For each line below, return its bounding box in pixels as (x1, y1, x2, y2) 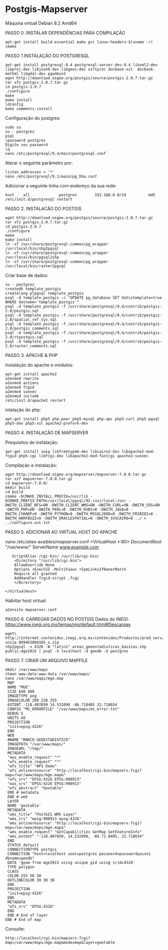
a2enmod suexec (5, 389, 37, 394)
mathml (5, 71, 19, 76)
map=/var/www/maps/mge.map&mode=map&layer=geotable (5, 940, 115, 945)
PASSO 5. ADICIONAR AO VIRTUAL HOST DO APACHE (5, 529, 117, 535)
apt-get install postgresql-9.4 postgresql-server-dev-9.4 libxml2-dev (5, 62, 157, 67)
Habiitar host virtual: (5, 598, 47, 604)
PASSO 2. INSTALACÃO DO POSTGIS (5, 206, 81, 212)
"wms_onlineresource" (7, 821, 52, 826)
